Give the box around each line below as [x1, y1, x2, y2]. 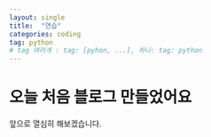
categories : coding [9, 29, 82, 38]
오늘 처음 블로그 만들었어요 [9, 87, 192, 108]
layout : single [9, 12, 66, 22]
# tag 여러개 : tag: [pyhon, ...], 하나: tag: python [9, 46, 203, 55]
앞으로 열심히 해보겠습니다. [9, 118, 102, 129]
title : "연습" [9, 21, 62, 30]
